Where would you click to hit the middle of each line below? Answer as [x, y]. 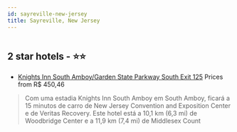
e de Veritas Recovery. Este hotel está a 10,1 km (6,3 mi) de [111, 114]
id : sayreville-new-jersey [47, 14]
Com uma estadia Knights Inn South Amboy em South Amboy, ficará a [127, 98]
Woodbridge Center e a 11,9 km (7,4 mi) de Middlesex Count [113, 121]
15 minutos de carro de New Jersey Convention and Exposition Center [128, 106]
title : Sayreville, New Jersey [54, 21]
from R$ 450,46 [41, 84]
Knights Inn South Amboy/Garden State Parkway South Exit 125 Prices [120, 77]
